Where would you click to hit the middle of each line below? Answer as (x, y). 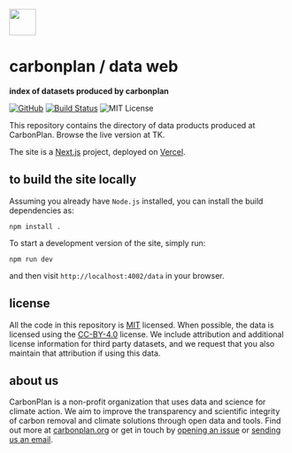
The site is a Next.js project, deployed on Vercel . (97, 151)
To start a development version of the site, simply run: (108, 242)
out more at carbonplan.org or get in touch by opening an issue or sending (145, 430)
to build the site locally (73, 180)
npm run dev (31, 259)
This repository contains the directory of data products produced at (132, 125)
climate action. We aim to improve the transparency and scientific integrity (145, 411)
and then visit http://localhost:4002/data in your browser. (117, 275)
